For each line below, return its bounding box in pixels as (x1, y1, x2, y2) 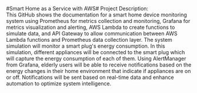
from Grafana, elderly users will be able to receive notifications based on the (6, 61, 192, 68)
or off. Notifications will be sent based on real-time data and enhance (6, 74, 175, 81)
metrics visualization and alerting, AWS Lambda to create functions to (6, 24, 175, 31)
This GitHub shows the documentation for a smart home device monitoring (6, 11, 187, 18)
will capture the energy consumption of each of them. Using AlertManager (6, 55, 186, 62)
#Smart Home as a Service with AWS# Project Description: (6, 5, 149, 12)
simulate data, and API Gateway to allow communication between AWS (6, 30, 178, 37)
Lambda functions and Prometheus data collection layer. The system (6, 36, 172, 43)
